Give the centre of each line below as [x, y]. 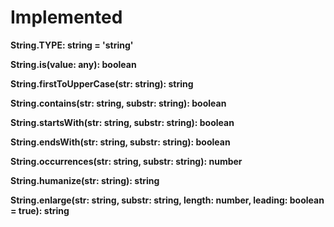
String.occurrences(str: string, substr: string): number [126, 161]
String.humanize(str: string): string [85, 180]
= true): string [40, 210]
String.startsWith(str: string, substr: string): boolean [122, 122]
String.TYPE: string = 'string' [72, 45]
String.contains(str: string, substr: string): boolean [118, 103]
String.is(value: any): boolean [73, 64]
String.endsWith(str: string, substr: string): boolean [120, 142]
